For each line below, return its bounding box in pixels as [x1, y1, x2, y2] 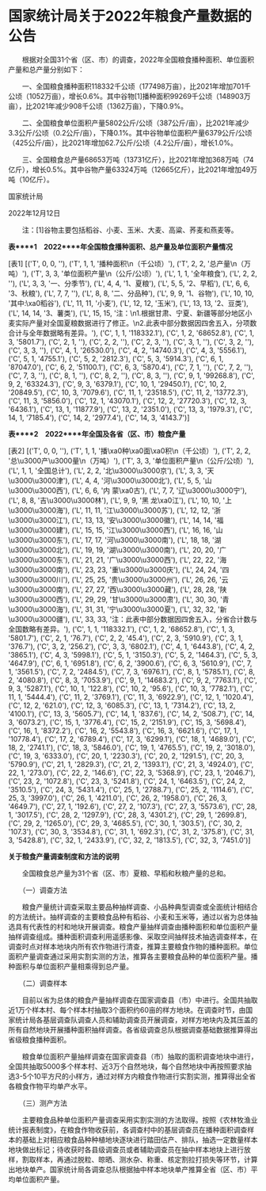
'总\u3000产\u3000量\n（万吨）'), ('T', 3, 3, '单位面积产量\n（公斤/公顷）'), [8, 456, 254, 465]
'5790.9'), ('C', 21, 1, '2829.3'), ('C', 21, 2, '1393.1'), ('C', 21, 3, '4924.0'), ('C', [8, 759, 254, 769]
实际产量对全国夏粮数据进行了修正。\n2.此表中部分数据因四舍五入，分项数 [14, 318, 257, 327]
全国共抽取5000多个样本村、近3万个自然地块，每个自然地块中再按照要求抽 [8, 1061, 252, 1071]
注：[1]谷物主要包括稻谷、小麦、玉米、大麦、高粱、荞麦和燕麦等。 [21, 225, 238, 235]
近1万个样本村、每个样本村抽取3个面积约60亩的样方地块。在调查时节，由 [8, 1005, 246, 1014]
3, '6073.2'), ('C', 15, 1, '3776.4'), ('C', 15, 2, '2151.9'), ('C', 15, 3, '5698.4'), [8, 717, 247, 727]
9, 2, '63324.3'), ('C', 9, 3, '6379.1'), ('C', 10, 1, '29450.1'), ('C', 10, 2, [8, 379, 227, 388]
